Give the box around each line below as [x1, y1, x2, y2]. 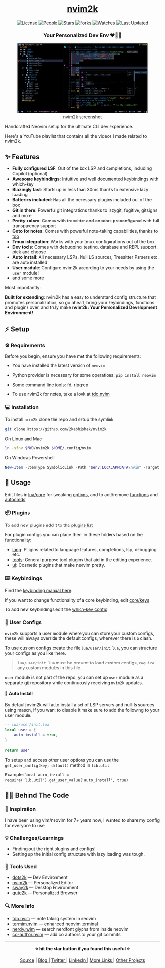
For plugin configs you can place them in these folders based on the [5, 531, 143, 537]
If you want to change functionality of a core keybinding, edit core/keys [5, 597, 150, 603]
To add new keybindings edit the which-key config [5, 607, 108, 612]
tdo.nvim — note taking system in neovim [12, 915, 96, 921]
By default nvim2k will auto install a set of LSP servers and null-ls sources [5, 701, 155, 708]
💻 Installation [5, 404, 39, 411]
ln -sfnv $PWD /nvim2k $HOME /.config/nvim [5, 446, 91, 451]
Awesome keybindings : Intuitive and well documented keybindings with [12, 176, 159, 182]
